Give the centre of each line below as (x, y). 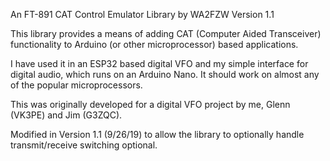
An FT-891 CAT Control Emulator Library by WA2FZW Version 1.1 (142, 14)
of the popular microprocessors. (76, 85)
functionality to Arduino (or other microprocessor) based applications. (154, 44)
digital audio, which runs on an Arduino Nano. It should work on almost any (165, 74)
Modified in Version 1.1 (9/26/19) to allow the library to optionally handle (157, 134)
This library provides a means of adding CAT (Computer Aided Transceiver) (166, 33)
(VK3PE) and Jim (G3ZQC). (66, 115)
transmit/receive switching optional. (84, 145)
